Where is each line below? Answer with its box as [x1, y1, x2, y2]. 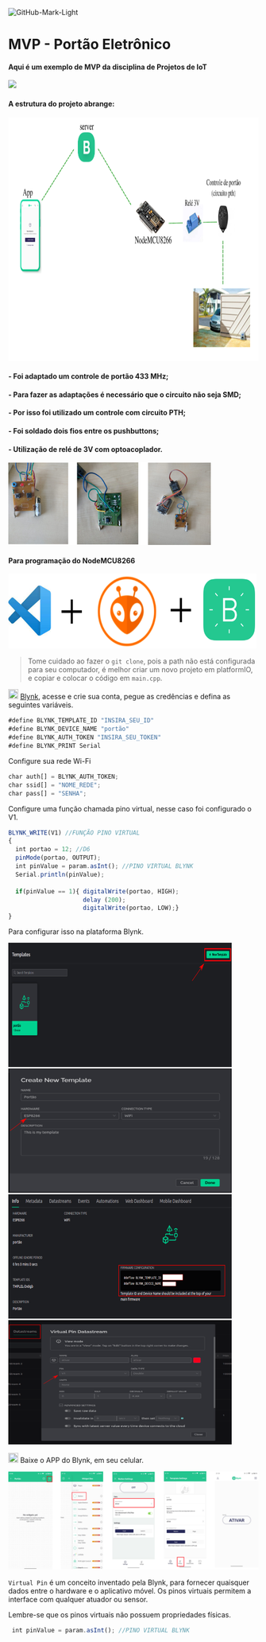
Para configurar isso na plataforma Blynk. [8, 927, 145, 936]
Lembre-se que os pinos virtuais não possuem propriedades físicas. [8, 1609, 232, 1619]
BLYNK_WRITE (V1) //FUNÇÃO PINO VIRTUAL [8, 828, 141, 837]
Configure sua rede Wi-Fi [8, 756, 91, 765]
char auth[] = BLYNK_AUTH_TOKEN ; [8, 772, 119, 780]
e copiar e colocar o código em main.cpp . [27, 673, 163, 683]
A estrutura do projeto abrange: [8, 99, 115, 108]
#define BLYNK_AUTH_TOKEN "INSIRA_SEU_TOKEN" [8, 733, 161, 741]
